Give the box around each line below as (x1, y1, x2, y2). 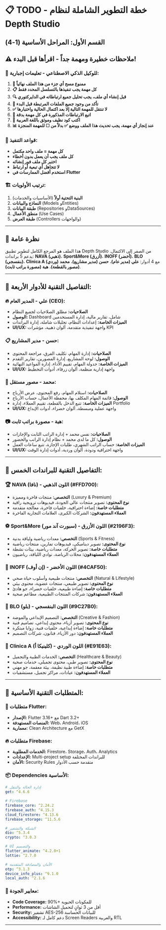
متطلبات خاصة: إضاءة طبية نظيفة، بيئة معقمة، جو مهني (12, 664, 113, 670)
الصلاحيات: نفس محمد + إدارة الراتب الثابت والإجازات (12, 431, 111, 437)
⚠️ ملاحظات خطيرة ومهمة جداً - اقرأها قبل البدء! (5, 54, 137, 63)
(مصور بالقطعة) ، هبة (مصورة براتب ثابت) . (5, 264, 81, 270)
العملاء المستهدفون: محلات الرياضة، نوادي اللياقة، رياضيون (12, 552, 119, 558)
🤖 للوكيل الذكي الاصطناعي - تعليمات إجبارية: (5, 69, 99, 76)
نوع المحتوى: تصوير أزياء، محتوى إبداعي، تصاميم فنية (12, 619, 109, 625)
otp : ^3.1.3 (5, 867, 30, 872)
